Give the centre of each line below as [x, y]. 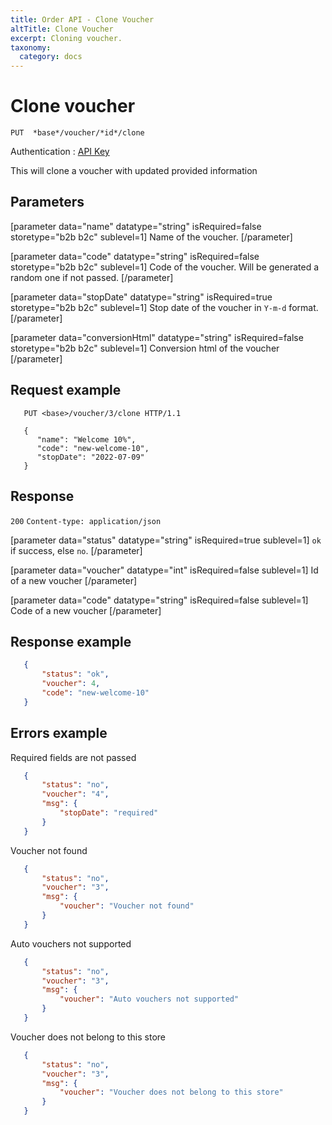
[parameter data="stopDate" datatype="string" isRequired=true [141, 297]
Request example [66, 390]
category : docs [51, 57]
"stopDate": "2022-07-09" [90, 457]
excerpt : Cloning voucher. [66, 38]
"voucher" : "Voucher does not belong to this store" [171, 1092]
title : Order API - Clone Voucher [82, 19]
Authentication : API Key [60, 152]
